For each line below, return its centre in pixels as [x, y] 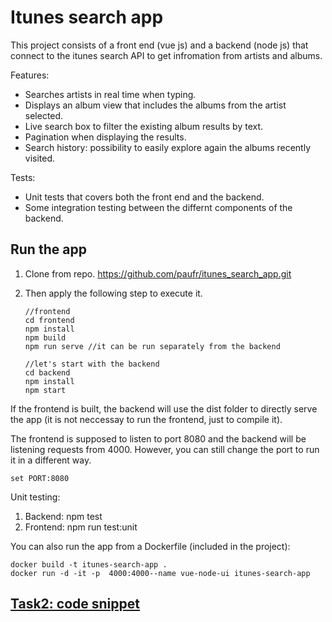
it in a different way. [51, 460]
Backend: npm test [63, 516]
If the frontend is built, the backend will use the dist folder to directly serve [164, 408]
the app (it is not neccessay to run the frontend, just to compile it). [146, 419]
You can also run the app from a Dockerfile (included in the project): [150, 546]
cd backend [47, 372]
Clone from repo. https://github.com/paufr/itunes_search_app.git [158, 273]
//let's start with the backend [92, 364]
